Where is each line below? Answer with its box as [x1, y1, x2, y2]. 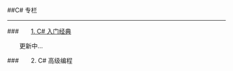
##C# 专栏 [7, 6, 37, 14]
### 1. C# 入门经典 [7, 27, 71, 35]
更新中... [19, 42, 44, 50]
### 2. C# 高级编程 [7, 57, 73, 64]
